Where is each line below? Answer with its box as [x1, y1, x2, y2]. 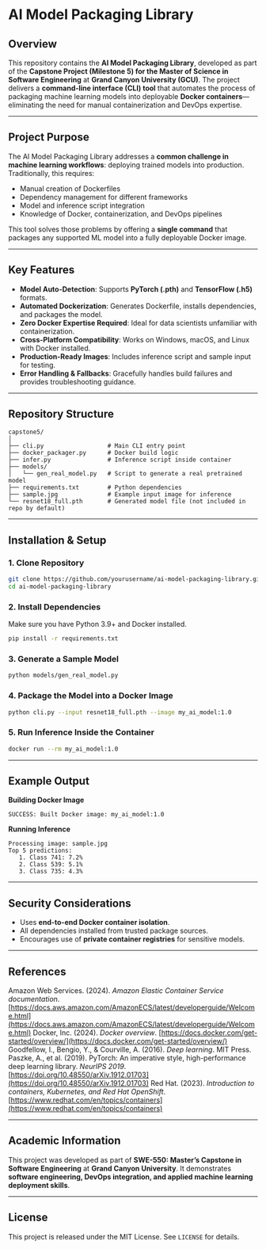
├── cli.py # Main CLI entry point [8, 442, 186, 450]
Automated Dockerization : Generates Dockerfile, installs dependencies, [19, 301, 256, 311]
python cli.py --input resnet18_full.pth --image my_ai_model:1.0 [8, 708, 232, 716]
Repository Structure [8, 407, 115, 421]
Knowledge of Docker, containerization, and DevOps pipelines [19, 208, 223, 219]
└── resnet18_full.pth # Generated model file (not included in [8, 498, 246, 506]
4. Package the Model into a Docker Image [8, 690, 173, 701]
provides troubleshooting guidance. [19, 376, 136, 386]
